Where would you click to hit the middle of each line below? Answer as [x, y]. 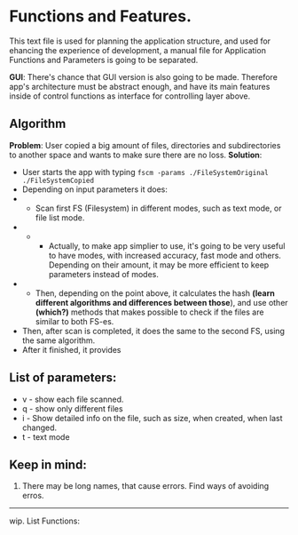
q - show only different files [72, 408]
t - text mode [46, 436]
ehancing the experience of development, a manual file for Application [137, 50]
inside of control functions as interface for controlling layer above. [130, 96]
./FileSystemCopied [58, 180]
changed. [39, 427]
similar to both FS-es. [74, 321]
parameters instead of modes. [104, 274]
